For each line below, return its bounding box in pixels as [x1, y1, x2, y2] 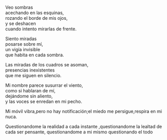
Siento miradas [5, 36, 37, 42]
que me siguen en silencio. [5, 73, 62, 78]
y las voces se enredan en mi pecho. [5, 98, 82, 104]
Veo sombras [5, 5, 33, 10]
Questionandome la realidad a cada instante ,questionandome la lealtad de [5, 124, 162, 129]
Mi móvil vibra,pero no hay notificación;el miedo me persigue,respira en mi [5, 109, 162, 114]
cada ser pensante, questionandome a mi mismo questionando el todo [5, 129, 153, 135]
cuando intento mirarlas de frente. [5, 26, 77, 32]
